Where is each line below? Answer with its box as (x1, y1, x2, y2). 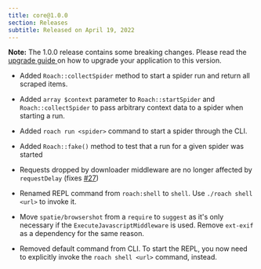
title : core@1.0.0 (8, 11, 68, 20)
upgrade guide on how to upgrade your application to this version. (8, 56, 222, 65)
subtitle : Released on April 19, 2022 (8, 26, 135, 34)
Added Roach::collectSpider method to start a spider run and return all (19, 71, 251, 81)
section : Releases (8, 19, 68, 27)
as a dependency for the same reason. (19, 229, 145, 238)
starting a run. (19, 111, 65, 121)
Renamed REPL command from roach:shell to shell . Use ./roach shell (19, 189, 253, 198)
